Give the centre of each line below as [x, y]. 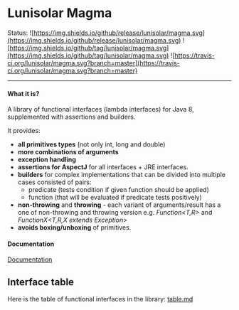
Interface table [41, 282]
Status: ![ [21, 33]
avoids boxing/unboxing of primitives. [74, 228]
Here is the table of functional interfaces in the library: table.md [100, 299]
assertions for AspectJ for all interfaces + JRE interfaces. [103, 167]
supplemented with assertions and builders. [71, 117]
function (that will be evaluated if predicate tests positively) [115, 198]
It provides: [24, 131]
